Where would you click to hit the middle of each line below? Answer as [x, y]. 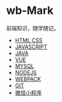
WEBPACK [28, 79]
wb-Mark [30, 11]
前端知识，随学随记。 [33, 28]
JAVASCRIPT [31, 47]
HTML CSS [29, 40]
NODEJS [26, 72]
